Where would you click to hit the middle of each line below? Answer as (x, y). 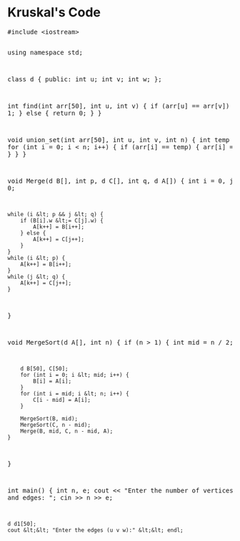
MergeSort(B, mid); (49, 418)
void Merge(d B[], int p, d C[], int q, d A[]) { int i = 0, (117, 181)
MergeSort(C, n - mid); (56, 425)
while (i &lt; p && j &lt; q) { (55, 214)
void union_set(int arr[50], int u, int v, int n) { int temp (119, 140)
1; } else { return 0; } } (55, 113)
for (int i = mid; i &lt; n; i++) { (75, 393)
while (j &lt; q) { (36, 277)
